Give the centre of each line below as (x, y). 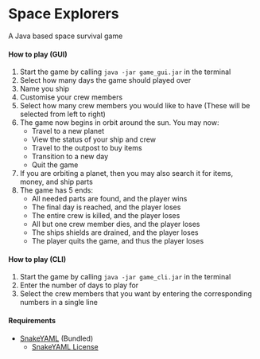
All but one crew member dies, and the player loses (116, 224)
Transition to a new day (70, 157)
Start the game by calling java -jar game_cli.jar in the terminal (125, 277)
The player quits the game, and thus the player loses (118, 241)
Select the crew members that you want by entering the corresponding (136, 294)
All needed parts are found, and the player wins (109, 199)
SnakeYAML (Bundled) (56, 338)
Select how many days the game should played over (105, 80)
